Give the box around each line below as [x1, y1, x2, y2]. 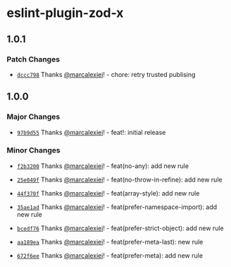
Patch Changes [6, 54, 61, 64]
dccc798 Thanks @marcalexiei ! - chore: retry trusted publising [16, 70, 196, 78]
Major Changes [6, 112, 61, 121]
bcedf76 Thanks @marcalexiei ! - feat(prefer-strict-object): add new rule [16, 224, 224, 232]
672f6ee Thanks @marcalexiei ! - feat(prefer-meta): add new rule [16, 251, 204, 259]
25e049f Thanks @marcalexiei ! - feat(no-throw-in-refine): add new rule [16, 175, 223, 184]
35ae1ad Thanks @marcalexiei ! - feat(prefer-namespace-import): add [16, 203, 218, 211]
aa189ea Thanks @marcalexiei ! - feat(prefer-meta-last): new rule [16, 237, 204, 246]
